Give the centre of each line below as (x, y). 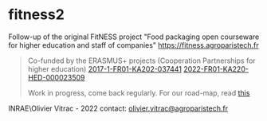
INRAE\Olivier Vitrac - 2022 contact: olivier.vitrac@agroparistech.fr (118, 108)
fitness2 (37, 15)
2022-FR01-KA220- (216, 68)
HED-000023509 (56, 77)
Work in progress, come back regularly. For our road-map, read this (139, 92)
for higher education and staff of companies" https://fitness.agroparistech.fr (133, 45)
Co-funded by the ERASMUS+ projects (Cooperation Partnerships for (142, 60)
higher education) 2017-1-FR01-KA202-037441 (104, 68)
